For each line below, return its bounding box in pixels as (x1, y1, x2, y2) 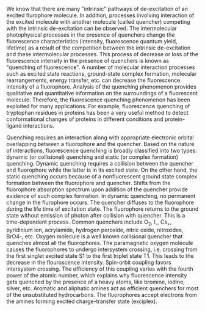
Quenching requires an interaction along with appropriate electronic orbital (6, 134, 194, 141)
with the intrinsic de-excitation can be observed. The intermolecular (6, 24, 177, 32)
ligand (6, 122, 23, 129)
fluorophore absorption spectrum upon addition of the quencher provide (6, 186, 188, 193)
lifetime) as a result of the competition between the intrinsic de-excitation (6, 44, 191, 51)
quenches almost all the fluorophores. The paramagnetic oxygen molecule (6, 239, 193, 246)
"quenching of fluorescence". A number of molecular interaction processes (6, 64, 195, 71)
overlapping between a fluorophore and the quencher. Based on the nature (6, 141, 195, 147)
